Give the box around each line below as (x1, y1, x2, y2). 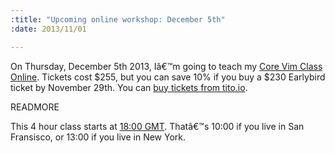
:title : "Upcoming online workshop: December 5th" (10, 14, 226, 25)
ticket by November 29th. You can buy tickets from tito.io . (10, 81, 248, 93)
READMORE (10, 101, 60, 113)
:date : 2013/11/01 (10, 24, 87, 34)
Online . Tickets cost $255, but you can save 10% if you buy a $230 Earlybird (10, 71, 326, 83)
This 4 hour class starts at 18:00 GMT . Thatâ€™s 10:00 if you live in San (10, 120, 305, 132)
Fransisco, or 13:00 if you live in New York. (10, 131, 187, 143)
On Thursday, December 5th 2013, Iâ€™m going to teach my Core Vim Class (10, 60, 323, 72)
